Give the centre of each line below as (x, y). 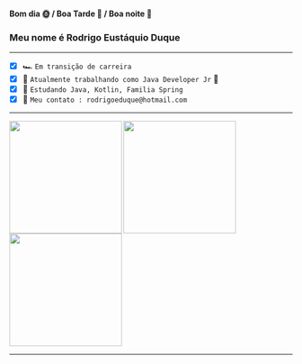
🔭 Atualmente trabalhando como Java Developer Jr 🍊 (120, 78)
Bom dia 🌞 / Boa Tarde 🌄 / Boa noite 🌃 (81, 14)
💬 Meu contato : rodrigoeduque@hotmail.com (105, 99)
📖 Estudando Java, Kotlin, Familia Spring (102, 89)
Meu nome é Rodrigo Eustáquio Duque (95, 37)
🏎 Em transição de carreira (77, 66)
